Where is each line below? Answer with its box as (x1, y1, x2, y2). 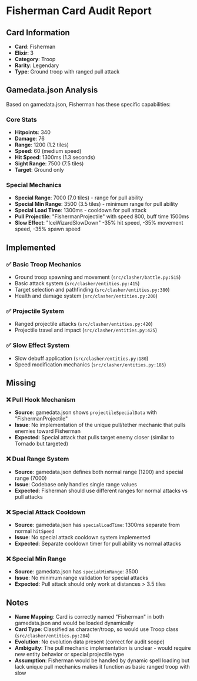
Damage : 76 (14, 135, 45, 142)
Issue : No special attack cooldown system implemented (14, 533, 151, 540)
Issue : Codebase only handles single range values (14, 480, 137, 488)
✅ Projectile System (6, 307, 65, 315)
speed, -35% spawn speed (14, 225, 81, 233)
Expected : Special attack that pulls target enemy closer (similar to (14, 434, 175, 441)
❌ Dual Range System (6, 455, 69, 463)
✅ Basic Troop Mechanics (6, 260, 81, 268)
